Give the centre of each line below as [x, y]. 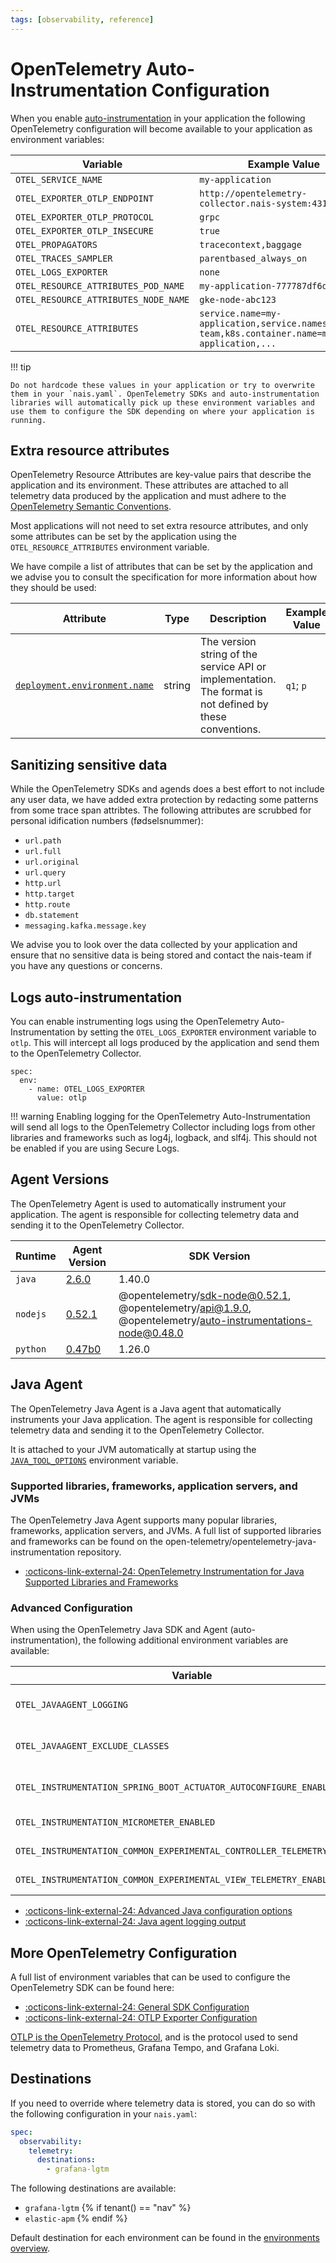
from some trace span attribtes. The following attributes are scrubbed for [161, 810]
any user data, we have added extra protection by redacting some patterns [164, 800]
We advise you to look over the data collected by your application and [154, 945]
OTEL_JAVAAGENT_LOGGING [72, 1705]
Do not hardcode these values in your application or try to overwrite [162, 385]
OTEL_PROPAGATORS [56, 244]
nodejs [31, 1314]
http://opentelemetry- [253, 193]
